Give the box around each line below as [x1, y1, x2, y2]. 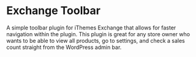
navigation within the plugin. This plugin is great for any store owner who [6, 30, 190, 37]
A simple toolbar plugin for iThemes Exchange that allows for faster [6, 24, 176, 31]
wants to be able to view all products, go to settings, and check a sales [6, 37, 186, 44]
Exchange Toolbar [6, 4, 101, 18]
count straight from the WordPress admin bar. [6, 44, 122, 51]
